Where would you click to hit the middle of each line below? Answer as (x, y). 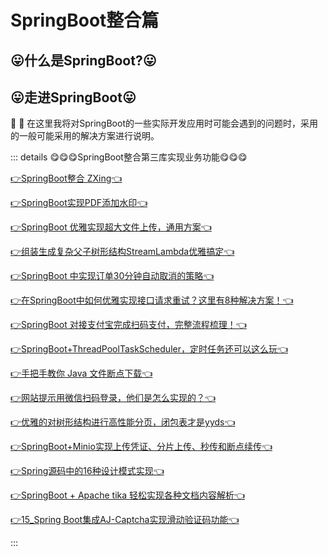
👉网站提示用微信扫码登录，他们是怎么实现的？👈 (113, 398)
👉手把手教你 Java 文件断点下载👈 (81, 373)
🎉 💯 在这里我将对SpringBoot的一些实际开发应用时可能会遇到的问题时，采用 (164, 123)
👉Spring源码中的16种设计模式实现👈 (87, 471)
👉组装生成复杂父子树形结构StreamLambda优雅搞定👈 (122, 252)
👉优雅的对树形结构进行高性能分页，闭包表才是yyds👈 (123, 422)
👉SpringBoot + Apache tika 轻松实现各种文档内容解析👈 (128, 495)
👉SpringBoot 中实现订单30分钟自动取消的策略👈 (112, 276)
